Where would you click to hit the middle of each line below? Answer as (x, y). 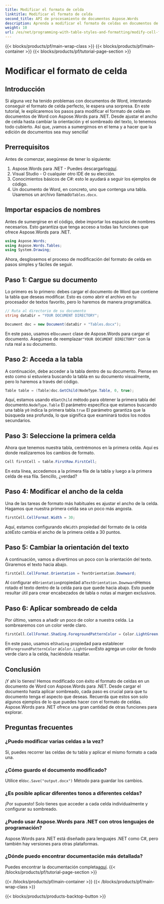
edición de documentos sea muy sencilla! (47, 132)
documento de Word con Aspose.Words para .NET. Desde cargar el (73, 686)
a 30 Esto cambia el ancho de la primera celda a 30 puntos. (63, 532)
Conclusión (23, 669)
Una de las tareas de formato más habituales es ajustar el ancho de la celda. (82, 503)
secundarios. (18, 420)
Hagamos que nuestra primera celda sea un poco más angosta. (69, 508)
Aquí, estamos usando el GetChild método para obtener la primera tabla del (80, 400)
